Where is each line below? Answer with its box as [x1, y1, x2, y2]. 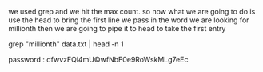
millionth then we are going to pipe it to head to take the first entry [8, 24, 226, 33]
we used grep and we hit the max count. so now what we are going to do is [8, 7, 256, 16]
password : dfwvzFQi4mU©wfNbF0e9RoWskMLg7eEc [8, 55, 189, 64]
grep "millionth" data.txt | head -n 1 [8, 39, 124, 49]
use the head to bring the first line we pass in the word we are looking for [8, 15, 249, 25]
